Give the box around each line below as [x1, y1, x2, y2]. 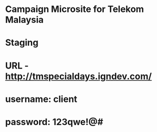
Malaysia [5, 14, 44, 25]
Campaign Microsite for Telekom [5, 3, 144, 15]
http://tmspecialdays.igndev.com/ [5, 70, 152, 82]
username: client [5, 93, 78, 104]
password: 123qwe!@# [5, 116, 104, 127]
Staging [5, 37, 39, 48]
